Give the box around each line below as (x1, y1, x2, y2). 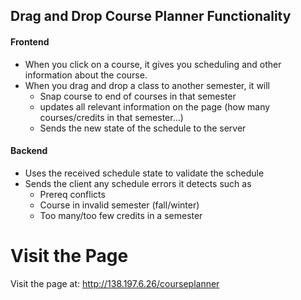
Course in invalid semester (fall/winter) (39, 199, 200, 211)
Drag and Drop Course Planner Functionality (10, 8, 292, 25)
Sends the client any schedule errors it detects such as (24, 177, 252, 189)
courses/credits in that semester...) (39, 111, 184, 123)
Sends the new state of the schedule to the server (39, 122, 247, 134)
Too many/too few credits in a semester (39, 209, 203, 221)
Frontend (10, 35, 50, 48)
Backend (10, 145, 48, 157)
